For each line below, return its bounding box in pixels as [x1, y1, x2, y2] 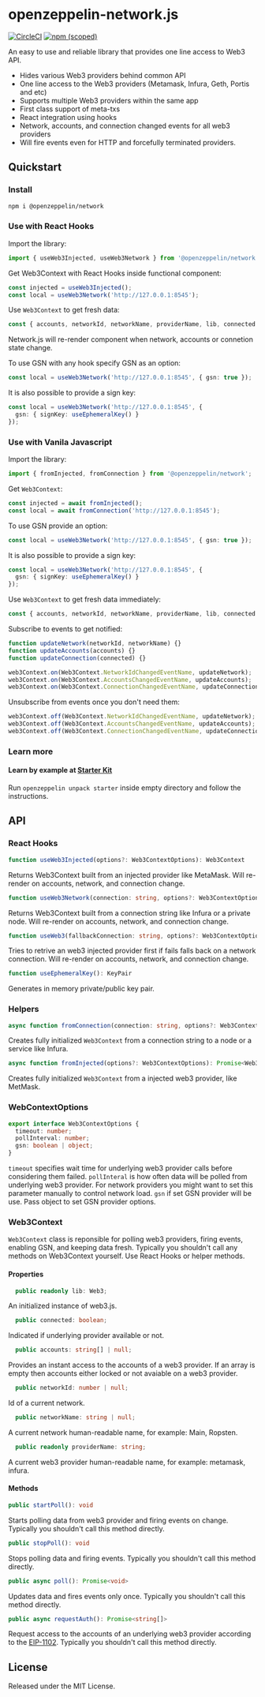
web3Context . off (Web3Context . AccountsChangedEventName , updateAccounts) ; [8, 720, 256, 728]
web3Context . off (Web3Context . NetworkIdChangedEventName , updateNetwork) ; [8, 713, 256, 721]
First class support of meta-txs [19, 104, 121, 114]
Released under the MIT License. [8, 1681, 116, 1691]
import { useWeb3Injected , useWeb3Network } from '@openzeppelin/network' [8, 254, 259, 262]
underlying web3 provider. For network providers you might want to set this [8, 1180, 254, 1189]
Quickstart [8, 160, 62, 174]
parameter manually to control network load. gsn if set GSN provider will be [8, 1189, 252, 1197]
